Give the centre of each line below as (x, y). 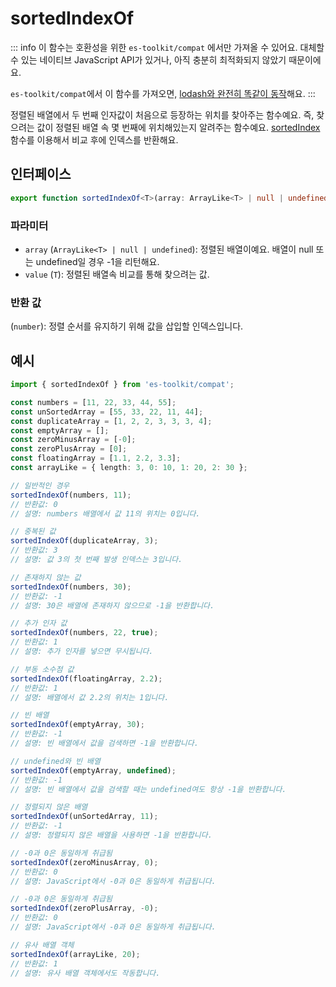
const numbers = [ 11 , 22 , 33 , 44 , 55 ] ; (93, 402)
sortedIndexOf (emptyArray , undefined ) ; (93, 770)
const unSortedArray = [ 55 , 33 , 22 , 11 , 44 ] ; (107, 412)
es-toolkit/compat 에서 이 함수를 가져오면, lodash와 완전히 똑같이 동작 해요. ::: (163, 93)
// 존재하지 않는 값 (46, 577)
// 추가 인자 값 (39, 623)
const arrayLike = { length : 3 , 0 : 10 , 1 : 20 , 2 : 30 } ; (129, 468)
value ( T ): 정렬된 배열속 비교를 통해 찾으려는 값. (117, 274)
